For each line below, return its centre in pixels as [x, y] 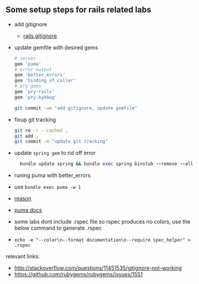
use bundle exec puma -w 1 [47, 187]
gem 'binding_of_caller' [45, 81]
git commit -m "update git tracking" [61, 142]
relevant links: [23, 256]
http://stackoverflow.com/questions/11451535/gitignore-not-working [98, 268]
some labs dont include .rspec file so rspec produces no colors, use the [102, 222]
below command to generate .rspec [58, 228]
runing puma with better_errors [52, 175]
